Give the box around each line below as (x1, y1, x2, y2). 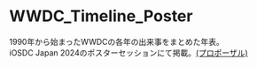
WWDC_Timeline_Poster (9, 6, 193, 26)
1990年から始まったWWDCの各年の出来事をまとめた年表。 (9, 36, 224, 47)
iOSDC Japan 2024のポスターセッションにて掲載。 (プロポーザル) (9, 47, 248, 58)
